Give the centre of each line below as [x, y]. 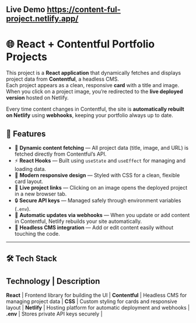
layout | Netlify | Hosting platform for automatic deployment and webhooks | [98, 308]
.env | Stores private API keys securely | [55, 314]
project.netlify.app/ [42, 19]
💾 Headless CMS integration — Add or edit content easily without [94, 228]
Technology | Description [53, 281]
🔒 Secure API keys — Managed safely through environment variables [98, 201]
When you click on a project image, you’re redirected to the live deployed [94, 92]
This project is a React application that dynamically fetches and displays [94, 73]
